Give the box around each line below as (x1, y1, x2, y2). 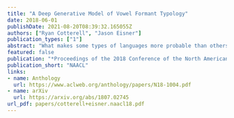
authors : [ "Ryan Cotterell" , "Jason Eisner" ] (7, 29, 141, 37)
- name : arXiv (7, 87, 49, 94)
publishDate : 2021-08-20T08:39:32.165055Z (7, 23, 132, 30)
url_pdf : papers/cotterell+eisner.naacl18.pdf (7, 101, 145, 108)
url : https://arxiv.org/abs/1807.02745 (13, 94, 130, 101)
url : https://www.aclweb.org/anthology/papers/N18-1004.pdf (13, 81, 192, 88)
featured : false (7, 49, 54, 56)
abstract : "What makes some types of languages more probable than (7, 42, 208, 49)
